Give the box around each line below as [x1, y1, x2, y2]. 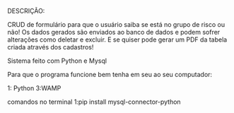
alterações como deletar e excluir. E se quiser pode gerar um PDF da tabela [7, 35, 228, 44]
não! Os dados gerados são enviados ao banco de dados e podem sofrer [7, 28, 221, 36]
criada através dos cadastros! [7, 43, 94, 51]
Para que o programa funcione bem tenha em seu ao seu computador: [7, 71, 213, 78]
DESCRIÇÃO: [7, 7, 45, 15]
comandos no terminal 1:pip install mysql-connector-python [7, 97, 182, 106]
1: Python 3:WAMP [7, 84, 62, 92]
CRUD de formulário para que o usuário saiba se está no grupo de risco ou [7, 20, 225, 28]
